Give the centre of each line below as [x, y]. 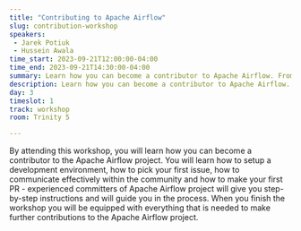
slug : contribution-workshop [64, 26]
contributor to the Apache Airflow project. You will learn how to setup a [140, 160]
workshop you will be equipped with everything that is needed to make [140, 208]
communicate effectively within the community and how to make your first [146, 179]
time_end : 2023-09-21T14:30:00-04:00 [80, 68]
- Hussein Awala [43, 51]
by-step [24, 199]
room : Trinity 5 [39, 117]
